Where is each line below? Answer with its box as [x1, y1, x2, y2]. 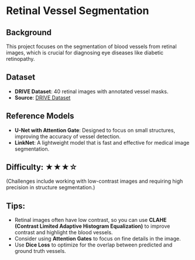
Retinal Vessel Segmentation [6, 4, 149, 18]
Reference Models [6, 111, 74, 121]
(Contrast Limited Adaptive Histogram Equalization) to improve [14, 223, 170, 230]
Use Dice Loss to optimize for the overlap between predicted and [14, 241, 173, 248]
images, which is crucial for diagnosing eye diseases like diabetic [6, 49, 164, 56]
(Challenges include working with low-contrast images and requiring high [6, 177, 183, 185]
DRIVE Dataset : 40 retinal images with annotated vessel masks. [14, 88, 169, 95]
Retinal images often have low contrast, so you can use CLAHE [14, 217, 167, 224]
